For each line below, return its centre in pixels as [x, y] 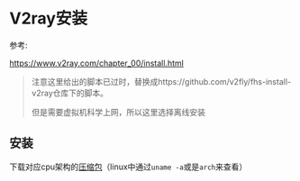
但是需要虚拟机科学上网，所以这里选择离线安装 [118, 112]
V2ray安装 [49, 18]
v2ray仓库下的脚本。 [69, 93]
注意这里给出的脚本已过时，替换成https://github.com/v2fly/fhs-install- [161, 81]
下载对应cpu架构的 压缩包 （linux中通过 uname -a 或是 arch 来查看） [128, 167]
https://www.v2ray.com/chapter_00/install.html [97, 63]
